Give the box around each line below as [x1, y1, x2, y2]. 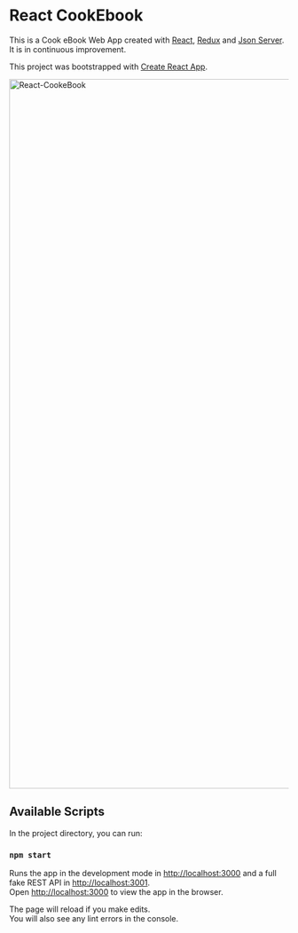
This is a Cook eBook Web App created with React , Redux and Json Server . [9, 35, 285, 45]
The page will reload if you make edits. [9, 904, 151, 914]
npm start [9, 850, 51, 860]
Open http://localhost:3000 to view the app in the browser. [9, 887, 223, 898]
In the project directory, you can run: [9, 827, 143, 838]
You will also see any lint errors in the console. [9, 913, 179, 924]
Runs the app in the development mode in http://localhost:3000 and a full [9, 868, 277, 879]
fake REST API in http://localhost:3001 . [9, 877, 151, 888]
